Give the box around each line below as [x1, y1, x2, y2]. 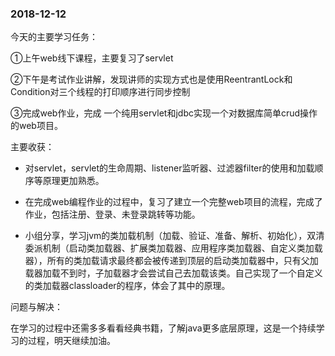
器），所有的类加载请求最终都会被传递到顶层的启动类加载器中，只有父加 [24, 255, 319, 267]
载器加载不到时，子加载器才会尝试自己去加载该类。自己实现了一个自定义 [24, 267, 323, 279]
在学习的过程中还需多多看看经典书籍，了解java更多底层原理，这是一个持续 [10, 322, 317, 334]
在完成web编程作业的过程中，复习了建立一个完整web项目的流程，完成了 [24, 196, 323, 208]
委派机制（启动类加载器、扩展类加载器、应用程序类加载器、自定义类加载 [24, 242, 323, 254]
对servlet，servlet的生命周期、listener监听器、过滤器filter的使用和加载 [24, 162, 315, 174]
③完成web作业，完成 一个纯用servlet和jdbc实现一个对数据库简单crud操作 [10, 107, 318, 119]
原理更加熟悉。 [42, 175, 105, 187]
